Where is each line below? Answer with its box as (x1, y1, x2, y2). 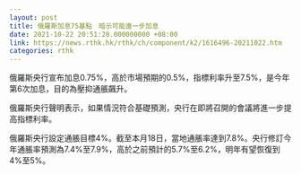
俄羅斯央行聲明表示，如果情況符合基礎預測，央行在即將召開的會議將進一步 (9, 102, 284, 113)
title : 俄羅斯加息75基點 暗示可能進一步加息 (9, 22, 159, 30)
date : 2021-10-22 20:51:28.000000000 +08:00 (9, 30, 178, 39)
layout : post (9, 13, 58, 22)
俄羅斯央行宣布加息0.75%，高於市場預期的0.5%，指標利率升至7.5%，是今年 (9, 73, 290, 83)
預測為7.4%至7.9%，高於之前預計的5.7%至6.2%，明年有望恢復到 (39, 144, 280, 155)
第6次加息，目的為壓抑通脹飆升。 (9, 83, 133, 94)
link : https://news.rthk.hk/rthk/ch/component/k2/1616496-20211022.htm (9, 38, 282, 48)
